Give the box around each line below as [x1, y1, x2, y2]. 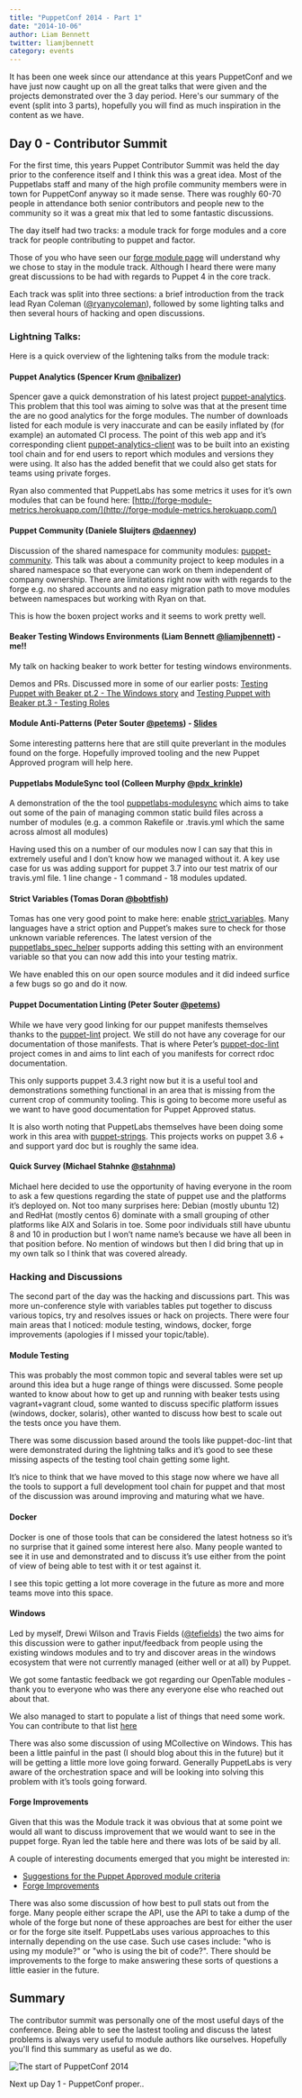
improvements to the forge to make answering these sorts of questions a [9, 1955, 279, 1966]
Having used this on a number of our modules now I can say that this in [9, 844, 273, 855]
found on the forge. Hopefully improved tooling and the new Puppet [9, 748, 261, 758]
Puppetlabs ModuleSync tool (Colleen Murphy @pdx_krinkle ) [9, 777, 244, 788]
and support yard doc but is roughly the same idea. [9, 1140, 200, 1151]
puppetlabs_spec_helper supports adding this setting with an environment [9, 942, 284, 953]
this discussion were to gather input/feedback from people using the [9, 1637, 263, 1648]
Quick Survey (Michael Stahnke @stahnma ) [9, 1161, 176, 1172]
